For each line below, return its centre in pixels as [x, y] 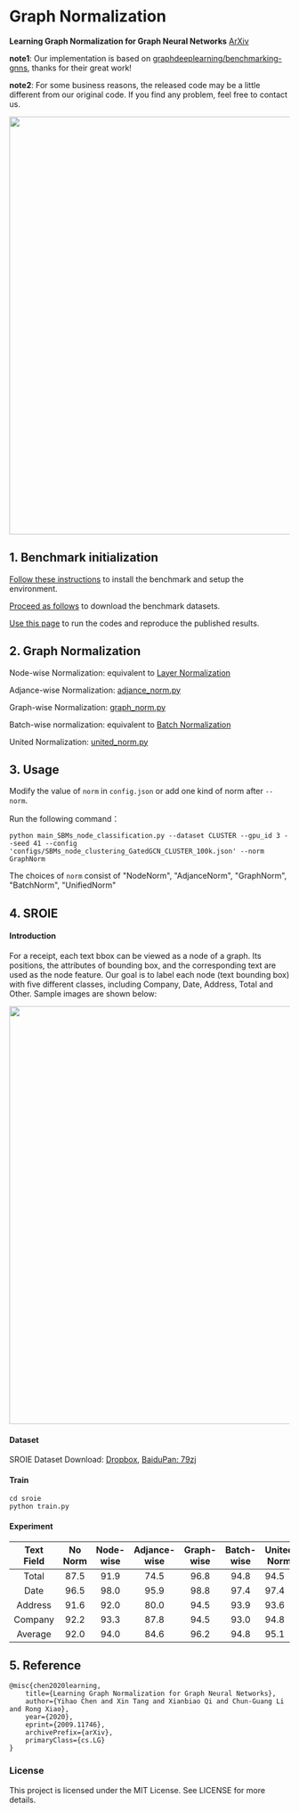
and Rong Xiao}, [39, 1710]
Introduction [32, 936]
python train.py [39, 1507]
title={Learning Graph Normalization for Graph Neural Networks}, [151, 1694]
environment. [33, 588]
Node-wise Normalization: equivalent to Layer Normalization [120, 672]
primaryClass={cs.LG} [65, 1741]
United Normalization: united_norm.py [79, 742]
